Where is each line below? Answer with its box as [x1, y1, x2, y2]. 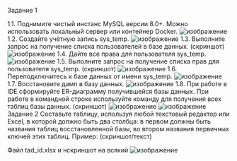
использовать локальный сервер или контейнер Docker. [7, 28, 178, 35]
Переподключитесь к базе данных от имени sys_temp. [7, 72, 173, 80]
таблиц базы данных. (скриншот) [7, 102, 108, 110]
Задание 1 [7, 6, 37, 14]
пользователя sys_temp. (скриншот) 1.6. [7, 65, 178, 73]
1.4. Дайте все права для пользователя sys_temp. [57, 49, 207, 58]
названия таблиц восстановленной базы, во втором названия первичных [7, 125, 230, 133]
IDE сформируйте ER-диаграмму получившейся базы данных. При [7, 88, 209, 95]
